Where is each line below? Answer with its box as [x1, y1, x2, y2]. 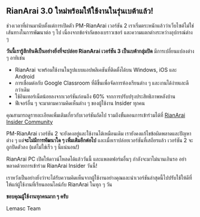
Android [14, 73, 35, 80]
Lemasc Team [6, 204, 41, 212]
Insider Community [6, 118, 53, 125]
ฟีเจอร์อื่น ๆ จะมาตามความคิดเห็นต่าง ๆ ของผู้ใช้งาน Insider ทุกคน [14, 100, 145, 107]
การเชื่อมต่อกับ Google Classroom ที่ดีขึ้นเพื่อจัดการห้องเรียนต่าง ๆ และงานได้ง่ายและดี [14, 79, 189, 86]
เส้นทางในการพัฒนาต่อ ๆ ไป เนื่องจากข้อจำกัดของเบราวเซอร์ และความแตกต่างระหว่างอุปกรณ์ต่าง [6, 28, 193, 36]
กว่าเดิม [14, 86, 30, 93]
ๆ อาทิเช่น [6, 54, 25, 61]
